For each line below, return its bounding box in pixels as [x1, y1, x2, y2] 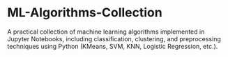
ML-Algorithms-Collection [7, 5, 162, 21]
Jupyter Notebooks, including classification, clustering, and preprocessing [7, 34, 221, 43]
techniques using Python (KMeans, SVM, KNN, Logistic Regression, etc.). [7, 42, 218, 50]
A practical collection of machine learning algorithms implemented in [7, 27, 205, 36]
